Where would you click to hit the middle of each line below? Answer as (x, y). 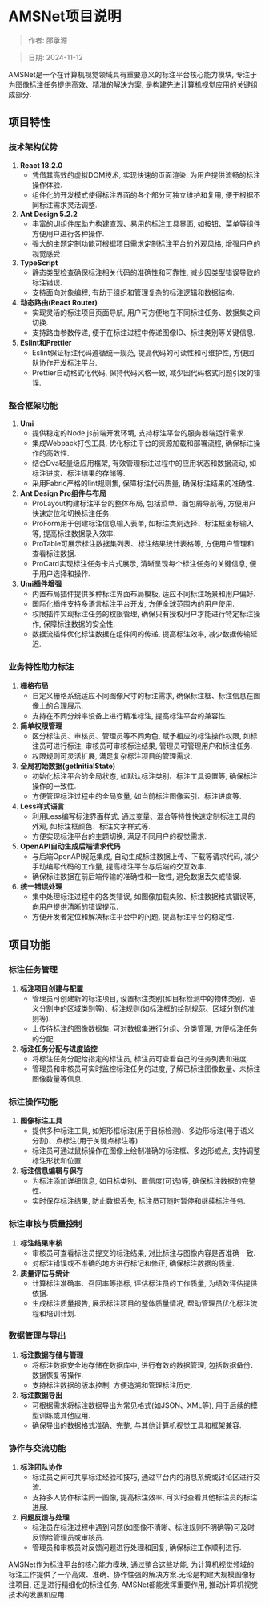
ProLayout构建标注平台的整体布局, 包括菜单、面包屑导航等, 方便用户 (144, 503)
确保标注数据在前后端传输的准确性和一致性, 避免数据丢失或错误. (137, 877)
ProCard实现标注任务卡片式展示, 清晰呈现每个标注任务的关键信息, (140, 563)
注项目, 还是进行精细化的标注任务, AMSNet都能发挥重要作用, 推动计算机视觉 (133, 1585)
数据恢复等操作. (58, 1375)
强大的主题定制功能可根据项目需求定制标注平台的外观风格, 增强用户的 (146, 243)
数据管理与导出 (37, 1336)
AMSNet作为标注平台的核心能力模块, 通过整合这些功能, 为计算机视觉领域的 (131, 1564)
